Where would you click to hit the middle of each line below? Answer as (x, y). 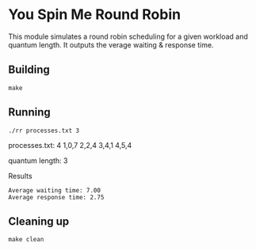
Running (30, 112)
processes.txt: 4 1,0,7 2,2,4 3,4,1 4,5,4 (70, 145)
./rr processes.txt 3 (44, 131)
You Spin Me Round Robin (94, 15)
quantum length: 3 (38, 161)
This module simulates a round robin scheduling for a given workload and (128, 36)
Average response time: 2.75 (56, 197)
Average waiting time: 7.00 (55, 190)
